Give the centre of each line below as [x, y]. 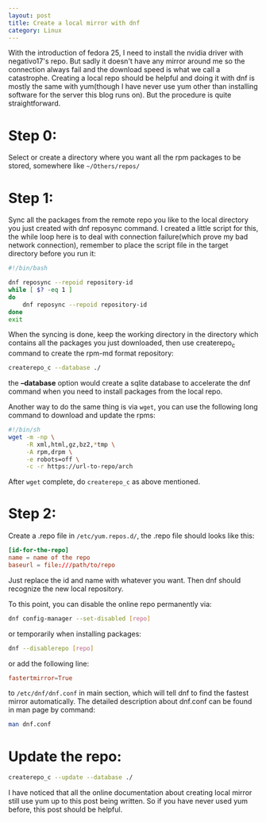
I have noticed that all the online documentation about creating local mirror [130, 793]
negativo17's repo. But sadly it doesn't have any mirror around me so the [127, 61]
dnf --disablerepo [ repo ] [51, 648]
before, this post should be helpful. [66, 809]
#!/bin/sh [25, 430]
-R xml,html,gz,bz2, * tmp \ [70, 444]
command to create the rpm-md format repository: [91, 353]
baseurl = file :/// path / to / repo [62, 565]
